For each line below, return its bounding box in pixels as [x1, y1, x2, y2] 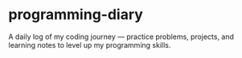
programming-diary [8, 6, 143, 24]
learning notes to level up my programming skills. [8, 40, 171, 49]
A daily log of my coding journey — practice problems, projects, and [8, 32, 235, 41]
